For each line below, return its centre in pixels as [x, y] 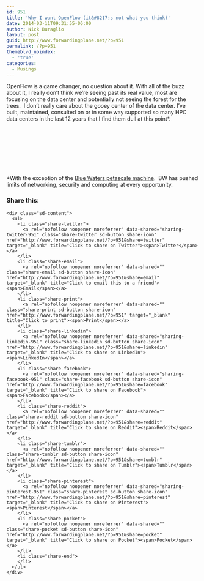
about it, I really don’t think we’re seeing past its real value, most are [92, 93]
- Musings [24, 69]
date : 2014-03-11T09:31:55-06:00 [49, 23]
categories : [21, 63]
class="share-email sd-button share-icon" [61, 272]
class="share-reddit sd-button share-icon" [63, 417]
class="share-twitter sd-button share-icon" [99, 234]
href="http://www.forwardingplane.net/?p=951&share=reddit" [85, 422]
